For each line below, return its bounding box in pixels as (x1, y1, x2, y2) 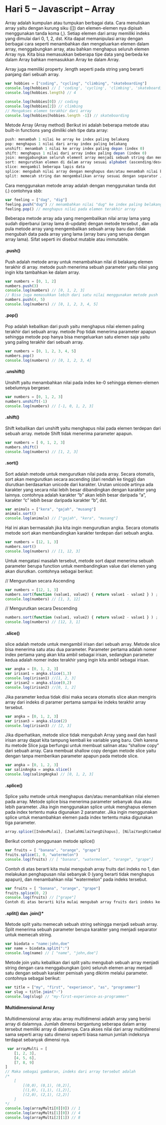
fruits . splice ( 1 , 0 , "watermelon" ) (5, 852, 79, 857)
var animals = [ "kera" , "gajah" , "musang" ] (5, 506, 96, 512)
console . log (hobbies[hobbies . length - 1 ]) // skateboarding (5, 113, 129, 118)
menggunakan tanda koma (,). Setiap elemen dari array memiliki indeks (5, 30, 150, 36)
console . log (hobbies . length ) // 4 (5, 90, 77, 95)
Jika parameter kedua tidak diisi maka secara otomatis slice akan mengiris (5, 694, 157, 700)
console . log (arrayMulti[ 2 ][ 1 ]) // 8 (5, 1115, 81, 1120)
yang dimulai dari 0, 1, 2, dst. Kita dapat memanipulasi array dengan (5, 36, 143, 42)
